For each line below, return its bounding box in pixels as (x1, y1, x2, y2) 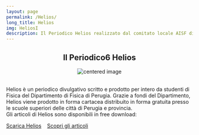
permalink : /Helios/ (6, 14, 57, 20)
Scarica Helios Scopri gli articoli (6, 122, 89, 129)
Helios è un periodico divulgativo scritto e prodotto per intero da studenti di (6, 85, 190, 93)
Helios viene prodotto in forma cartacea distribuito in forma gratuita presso (6, 98, 190, 105)
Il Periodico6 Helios (63, 52, 136, 62)
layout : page (6, 8, 38, 15)
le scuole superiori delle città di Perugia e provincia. (6, 104, 133, 111)
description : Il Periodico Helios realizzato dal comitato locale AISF (6, 31, 187, 37)
